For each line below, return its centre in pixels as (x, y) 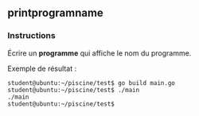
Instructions (32, 36)
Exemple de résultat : (42, 68)
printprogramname (56, 13)
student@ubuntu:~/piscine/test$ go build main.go (92, 83)
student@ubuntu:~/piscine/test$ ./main (74, 90)
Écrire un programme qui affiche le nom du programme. (99, 53)
